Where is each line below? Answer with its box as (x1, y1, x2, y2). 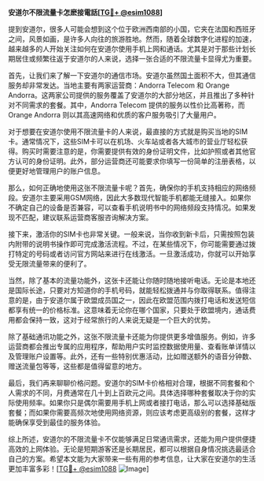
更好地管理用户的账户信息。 (14, 166, 104, 176)
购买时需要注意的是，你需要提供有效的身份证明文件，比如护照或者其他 (21, 147, 249, 156)
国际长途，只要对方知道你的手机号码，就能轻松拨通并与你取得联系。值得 (14, 285, 249, 295)
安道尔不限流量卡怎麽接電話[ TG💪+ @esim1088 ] (8, 8, 163, 17)
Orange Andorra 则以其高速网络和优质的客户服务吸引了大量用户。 (8, 110, 222, 119)
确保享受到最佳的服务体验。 (14, 418, 104, 427)
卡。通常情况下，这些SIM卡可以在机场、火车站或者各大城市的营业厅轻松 (8, 137, 241, 146)
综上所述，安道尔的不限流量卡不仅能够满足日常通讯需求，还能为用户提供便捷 (8, 434, 256, 444)
